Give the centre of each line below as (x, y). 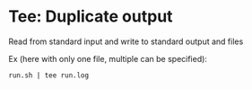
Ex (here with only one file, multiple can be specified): (108, 58)
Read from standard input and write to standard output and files (126, 41)
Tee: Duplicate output (91, 17)
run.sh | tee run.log (49, 75)
